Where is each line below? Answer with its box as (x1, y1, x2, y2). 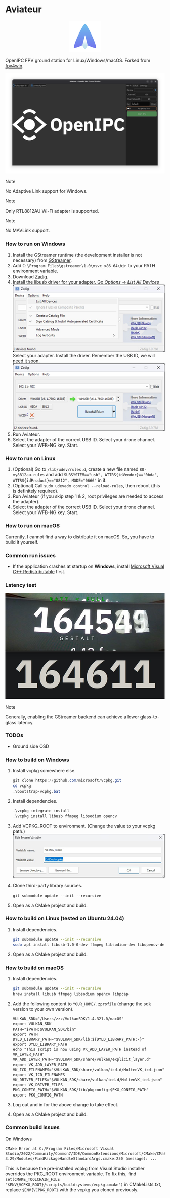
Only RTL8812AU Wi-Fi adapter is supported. (5, 208, 100, 214)
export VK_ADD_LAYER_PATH (12, 1062, 67, 1068)
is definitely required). (12, 488, 59, 494)
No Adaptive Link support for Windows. (5, 188, 88, 194)
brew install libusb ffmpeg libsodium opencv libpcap (12, 991, 129, 997)
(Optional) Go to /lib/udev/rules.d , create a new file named (12, 466, 139, 472)
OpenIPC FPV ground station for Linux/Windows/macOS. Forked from (5, 57, 151, 63)
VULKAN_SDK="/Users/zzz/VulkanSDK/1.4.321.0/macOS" (12, 1016, 124, 1022)
